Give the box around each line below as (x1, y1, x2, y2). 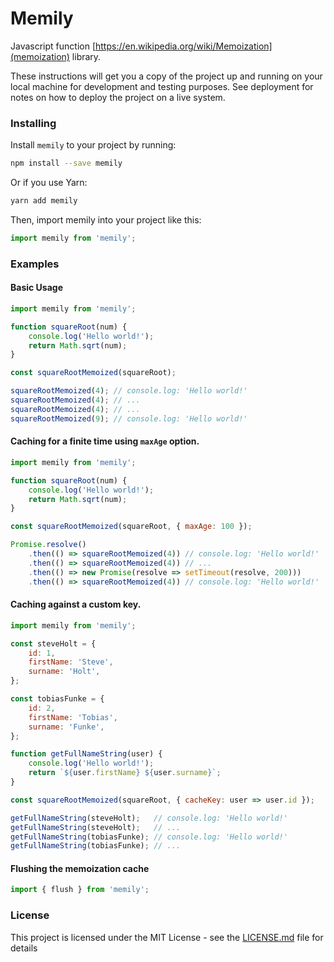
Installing (10, 116, 57, 130)
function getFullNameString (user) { (10, 749, 163, 759)
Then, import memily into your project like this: (10, 213, 202, 226)
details (10, 942, 38, 954)
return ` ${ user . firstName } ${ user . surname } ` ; (28, 768, 222, 778)
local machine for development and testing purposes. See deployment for (10, 80, 314, 92)
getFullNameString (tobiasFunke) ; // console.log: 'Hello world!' (10, 832, 288, 842)
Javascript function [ (10, 40, 96, 52)
